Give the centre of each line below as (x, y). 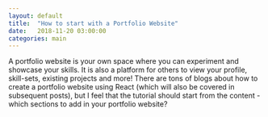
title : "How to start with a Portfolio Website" (94, 23)
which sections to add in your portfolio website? (88, 104)
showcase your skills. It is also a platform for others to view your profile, (128, 70)
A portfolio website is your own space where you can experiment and (124, 61)
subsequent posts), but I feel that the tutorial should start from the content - (134, 96)
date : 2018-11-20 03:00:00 (57, 31)
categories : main (38, 38)
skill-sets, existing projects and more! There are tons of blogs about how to (133, 78)
